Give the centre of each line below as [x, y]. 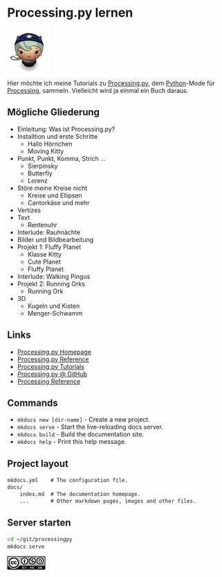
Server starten [39, 523]
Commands [33, 403]
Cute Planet [44, 261]
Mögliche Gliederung [54, 112]
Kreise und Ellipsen [55, 195]
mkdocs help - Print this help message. [72, 442]
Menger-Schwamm [55, 313]
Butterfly [40, 173]
